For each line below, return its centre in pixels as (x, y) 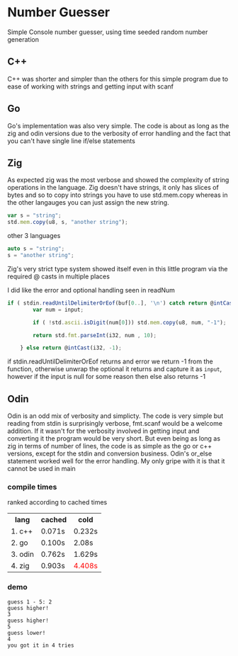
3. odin (22, 555)
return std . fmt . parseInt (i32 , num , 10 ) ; (95, 335)
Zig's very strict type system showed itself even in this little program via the (118, 268)
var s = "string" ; (34, 216)
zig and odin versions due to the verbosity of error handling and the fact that (119, 133)
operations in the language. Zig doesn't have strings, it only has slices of (113, 188)
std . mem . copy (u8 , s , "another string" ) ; (68, 222)
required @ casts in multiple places (58, 276)
